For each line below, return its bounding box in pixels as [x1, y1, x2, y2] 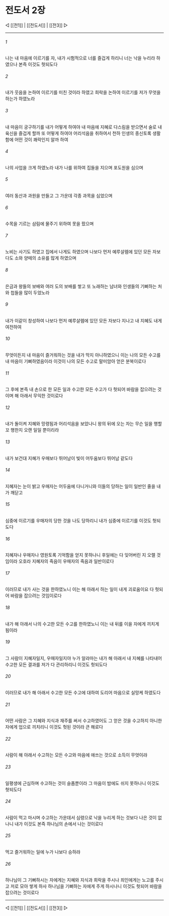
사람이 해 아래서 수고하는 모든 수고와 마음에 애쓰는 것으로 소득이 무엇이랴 [5, 752, 147, 758]
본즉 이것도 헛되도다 [18, 61, 58, 68]
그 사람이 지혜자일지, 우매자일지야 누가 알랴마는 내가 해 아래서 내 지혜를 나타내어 [5, 655, 162, 661]
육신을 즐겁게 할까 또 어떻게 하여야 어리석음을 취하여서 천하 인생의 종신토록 [5, 130, 152, 136]
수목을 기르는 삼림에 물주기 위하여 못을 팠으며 [5, 221, 94, 227]
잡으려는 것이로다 [5, 890, 39, 896]
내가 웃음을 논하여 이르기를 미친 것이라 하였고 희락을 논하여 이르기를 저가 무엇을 [5, 89, 161, 96]
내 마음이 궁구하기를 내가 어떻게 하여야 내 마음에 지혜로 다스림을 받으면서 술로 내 [5, 124, 162, 130]
